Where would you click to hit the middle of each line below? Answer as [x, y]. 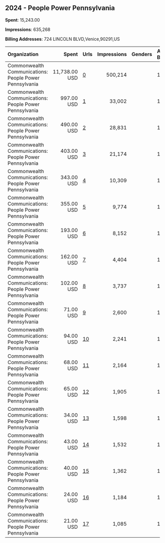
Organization [23, 54]
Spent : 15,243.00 [23, 20]
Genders [142, 54]
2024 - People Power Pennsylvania [60, 8]
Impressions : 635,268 [28, 29]
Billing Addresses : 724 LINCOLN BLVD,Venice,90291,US [63, 39]
